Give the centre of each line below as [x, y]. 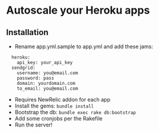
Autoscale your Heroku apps [78, 10]
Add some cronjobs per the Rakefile [58, 118]
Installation [27, 32]
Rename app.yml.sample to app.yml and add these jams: [84, 46]
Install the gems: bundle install [54, 106]
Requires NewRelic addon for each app [63, 99]
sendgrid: [23, 68]
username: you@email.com [47, 73]
